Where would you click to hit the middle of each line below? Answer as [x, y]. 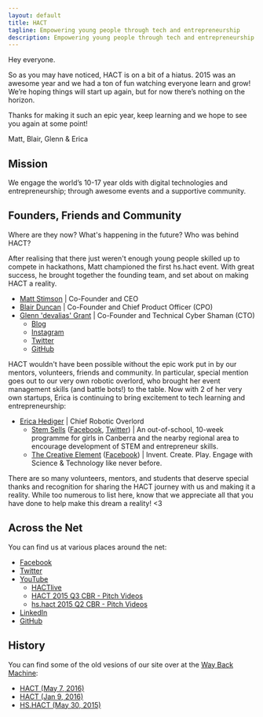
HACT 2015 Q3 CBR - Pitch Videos [87, 596]
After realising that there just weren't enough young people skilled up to [124, 258]
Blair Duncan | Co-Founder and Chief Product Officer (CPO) [116, 307]
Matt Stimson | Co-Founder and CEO [79, 298]
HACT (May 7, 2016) [52, 688]
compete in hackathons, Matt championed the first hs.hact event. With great [131, 266]
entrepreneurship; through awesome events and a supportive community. [127, 191]
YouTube [34, 578]
